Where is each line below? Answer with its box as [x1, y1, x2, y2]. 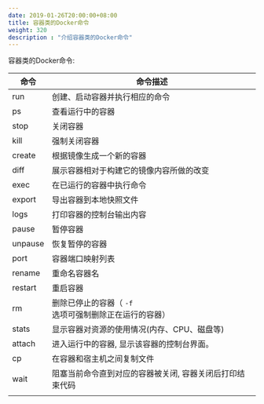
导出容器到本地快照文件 [52, 195, 139, 206]
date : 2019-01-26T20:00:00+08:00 [8, 11, 118, 20]
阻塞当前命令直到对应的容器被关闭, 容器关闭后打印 [52, 368, 237, 379]
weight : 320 [8, 26, 47, 34]
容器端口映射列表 [52, 253, 115, 264]
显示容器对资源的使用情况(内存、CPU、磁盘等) [52, 324, 225, 335]
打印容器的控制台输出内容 [52, 209, 147, 220]
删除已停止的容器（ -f [52, 297, 134, 308]
